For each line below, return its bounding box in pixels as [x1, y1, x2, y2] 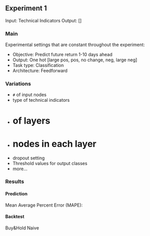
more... [12, 166, 28, 172]
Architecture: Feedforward [12, 68, 68, 74]
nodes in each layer [12, 138, 97, 149]
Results [5, 178, 24, 185]
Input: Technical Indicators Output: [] [5, 17, 82, 23]
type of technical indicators [12, 97, 70, 103]
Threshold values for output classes [12, 160, 87, 166]
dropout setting [12, 154, 45, 161]
